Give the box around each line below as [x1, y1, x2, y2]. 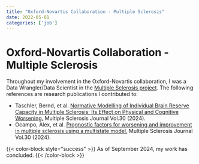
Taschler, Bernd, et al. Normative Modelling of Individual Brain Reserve [14, 102, 190, 109]
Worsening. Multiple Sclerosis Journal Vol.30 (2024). [14, 115, 146, 122]
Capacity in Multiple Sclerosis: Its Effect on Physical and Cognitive [14, 109, 179, 116]
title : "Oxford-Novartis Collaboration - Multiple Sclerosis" [6, 8, 165, 15]
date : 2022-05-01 [6, 14, 50, 20]
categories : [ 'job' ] [6, 20, 58, 26]
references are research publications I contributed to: [6, 91, 138, 98]
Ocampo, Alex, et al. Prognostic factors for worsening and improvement [14, 121, 192, 128]
